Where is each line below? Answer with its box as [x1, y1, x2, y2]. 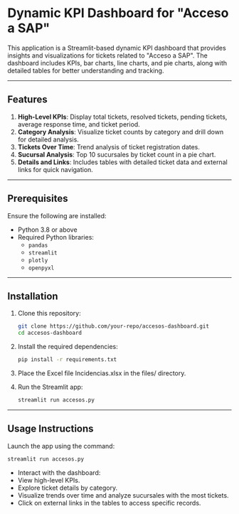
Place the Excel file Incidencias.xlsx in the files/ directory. [17, 369, 186, 378]
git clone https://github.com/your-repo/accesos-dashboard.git [17, 323, 210, 330]
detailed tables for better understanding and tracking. [7, 66, 164, 75]
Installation [7, 290, 58, 302]
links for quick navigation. [17, 165, 94, 173]
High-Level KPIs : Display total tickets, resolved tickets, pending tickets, [17, 112, 228, 121]
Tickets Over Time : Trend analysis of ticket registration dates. [17, 142, 201, 151]
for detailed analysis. [17, 135, 80, 144]
